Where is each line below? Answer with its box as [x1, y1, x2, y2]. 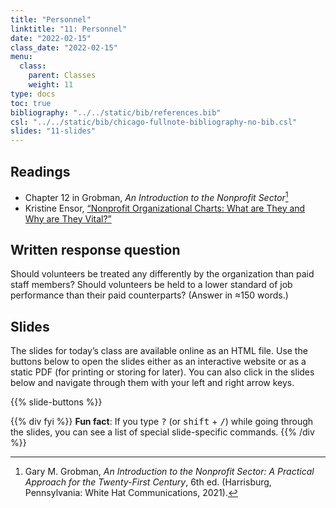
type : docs [10, 89, 56, 99]
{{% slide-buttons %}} [10, 396, 103, 408]
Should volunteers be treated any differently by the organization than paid [10, 268, 315, 280]
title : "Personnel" [10, 14, 92, 25]
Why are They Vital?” [24, 212, 112, 225]
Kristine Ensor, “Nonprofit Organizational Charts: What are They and [24, 202, 306, 214]
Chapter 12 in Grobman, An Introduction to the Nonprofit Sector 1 [24, 189, 289, 203]
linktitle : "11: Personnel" [10, 24, 128, 34]
